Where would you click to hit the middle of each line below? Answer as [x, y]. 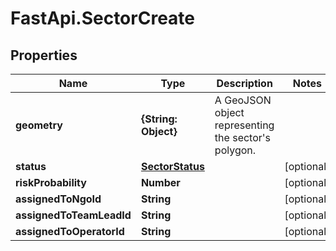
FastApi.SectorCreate [102, 18]
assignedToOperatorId [70, 231]
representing [244, 125]
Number [160, 182]
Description [244, 83]
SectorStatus [172, 166]
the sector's [243, 137]
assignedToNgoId [58, 199]
